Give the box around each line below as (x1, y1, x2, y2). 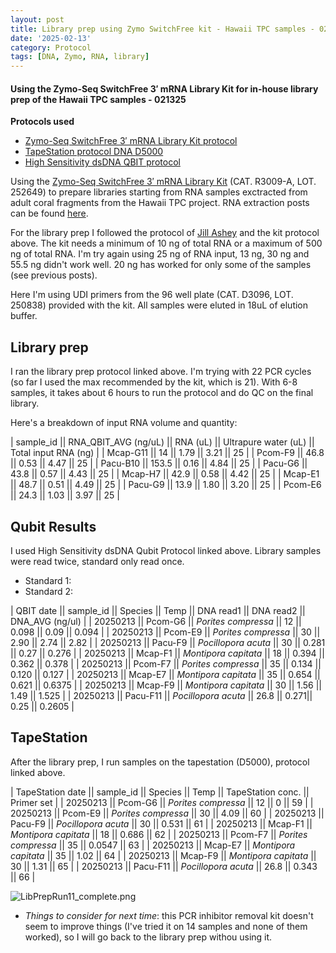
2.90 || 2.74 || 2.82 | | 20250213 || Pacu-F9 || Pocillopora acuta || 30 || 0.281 (10, 636, 326, 648)
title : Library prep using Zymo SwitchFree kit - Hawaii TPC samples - (10, 24, 315, 34)
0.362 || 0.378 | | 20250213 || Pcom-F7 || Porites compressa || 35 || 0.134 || (10, 657, 322, 670)
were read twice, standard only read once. (10, 555, 185, 567)
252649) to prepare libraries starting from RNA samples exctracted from (10, 186, 308, 198)
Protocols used (10, 116, 75, 128)
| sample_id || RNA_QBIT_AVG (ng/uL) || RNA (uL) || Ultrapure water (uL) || (10, 436, 315, 448)
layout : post (10, 14, 65, 25)
